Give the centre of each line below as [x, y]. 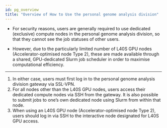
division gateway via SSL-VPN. [44, 84]
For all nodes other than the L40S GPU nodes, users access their [79, 89]
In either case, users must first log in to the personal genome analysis [83, 79]
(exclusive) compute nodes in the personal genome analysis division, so [86, 34]
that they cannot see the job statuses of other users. [66, 39]
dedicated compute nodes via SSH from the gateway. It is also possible [85, 94]
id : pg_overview [22, 10]
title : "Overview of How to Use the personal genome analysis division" [82, 14]
